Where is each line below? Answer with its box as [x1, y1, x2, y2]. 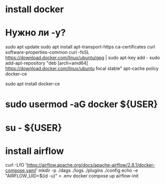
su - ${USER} [5, 122, 62, 134]
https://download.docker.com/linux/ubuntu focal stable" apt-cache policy [5, 65, 159, 72]
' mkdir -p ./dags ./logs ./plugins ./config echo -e [36, 167, 138, 174]
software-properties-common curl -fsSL [5, 49, 90, 56]
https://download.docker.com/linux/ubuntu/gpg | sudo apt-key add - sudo [5, 55, 160, 61]
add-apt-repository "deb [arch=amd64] [5, 60, 88, 66]
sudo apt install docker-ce [5, 81, 60, 87]
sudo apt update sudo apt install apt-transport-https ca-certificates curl [5, 44, 155, 50]
